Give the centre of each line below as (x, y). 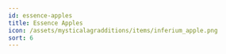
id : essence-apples (40, 15)
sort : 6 (21, 38)
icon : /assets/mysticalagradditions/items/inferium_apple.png (113, 30)
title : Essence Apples (46, 23)
